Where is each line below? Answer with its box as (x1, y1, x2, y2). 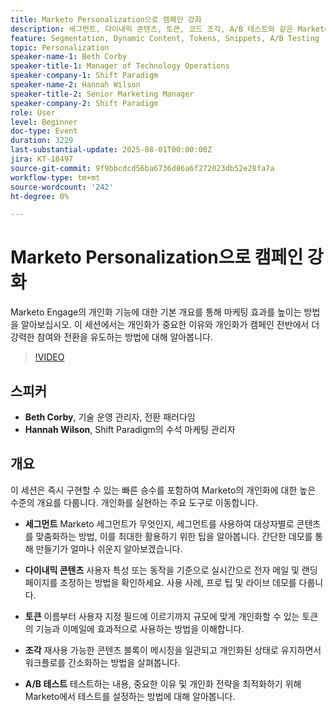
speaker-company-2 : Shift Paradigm (10, 98, 159, 108)
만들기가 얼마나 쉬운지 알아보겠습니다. (35, 542, 183, 555)
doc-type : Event (10, 126, 78, 136)
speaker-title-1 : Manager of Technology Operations (10, 61, 230, 71)
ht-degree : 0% (10, 191, 70, 201)
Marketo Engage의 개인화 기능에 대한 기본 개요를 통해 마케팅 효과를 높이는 (10, 306, 302, 318)
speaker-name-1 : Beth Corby (10, 52, 128, 62)
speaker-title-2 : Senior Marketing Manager (10, 89, 195, 99)
